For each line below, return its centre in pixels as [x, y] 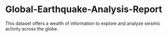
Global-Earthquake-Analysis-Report [84, 9]
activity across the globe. [32, 28]
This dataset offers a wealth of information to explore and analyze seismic [83, 23]
